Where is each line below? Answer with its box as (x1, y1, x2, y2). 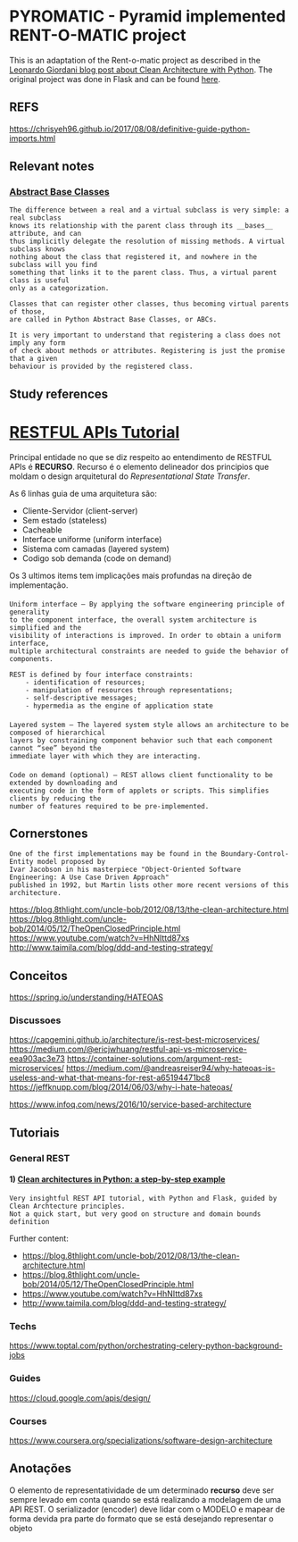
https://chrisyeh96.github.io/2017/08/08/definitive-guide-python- (9, 123, 251, 134)
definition (9, 1217, 50, 1226)
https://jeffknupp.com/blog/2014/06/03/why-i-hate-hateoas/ (9, 1082, 234, 1093)
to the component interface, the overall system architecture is (9, 616, 257, 624)
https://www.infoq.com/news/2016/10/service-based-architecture (9, 1099, 252, 1110)
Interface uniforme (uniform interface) (21, 533, 162, 544)
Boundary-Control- (220, 850, 290, 859)
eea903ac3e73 (9, 1053, 65, 1064)
